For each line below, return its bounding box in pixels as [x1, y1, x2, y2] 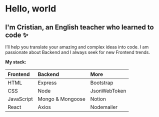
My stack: [5, 59, 26, 65]
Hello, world [5, 3, 56, 14]
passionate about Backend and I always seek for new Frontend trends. [5, 49, 150, 55]
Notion [90, 95, 106, 102]
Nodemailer [90, 103, 118, 110]
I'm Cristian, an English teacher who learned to [5, 23, 154, 31]
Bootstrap [90, 79, 113, 86]
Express [37, 79, 57, 86]
